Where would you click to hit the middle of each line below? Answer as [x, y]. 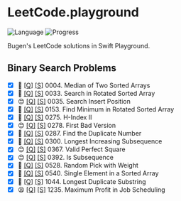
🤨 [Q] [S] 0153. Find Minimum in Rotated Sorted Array [96, 109]
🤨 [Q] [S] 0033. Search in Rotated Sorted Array [86, 93]
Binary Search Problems [62, 68]
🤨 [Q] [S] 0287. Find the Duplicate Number [79, 134]
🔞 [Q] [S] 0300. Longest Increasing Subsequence [90, 141]
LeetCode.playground [73, 12]
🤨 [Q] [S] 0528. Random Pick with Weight [78, 165]
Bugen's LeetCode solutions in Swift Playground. [79, 45]
